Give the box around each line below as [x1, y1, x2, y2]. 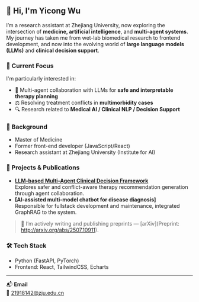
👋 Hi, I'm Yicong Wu [6, 6, 81, 16]
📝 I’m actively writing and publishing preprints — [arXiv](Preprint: [20, 220, 179, 227]
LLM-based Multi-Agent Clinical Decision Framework [14, 177, 149, 184]
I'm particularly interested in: [6, 75, 76, 82]
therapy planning [14, 93, 58, 100]
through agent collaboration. [14, 189, 85, 197]
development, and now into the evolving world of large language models [6, 40, 185, 47]
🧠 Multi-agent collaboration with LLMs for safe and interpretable [14, 86, 174, 94]
